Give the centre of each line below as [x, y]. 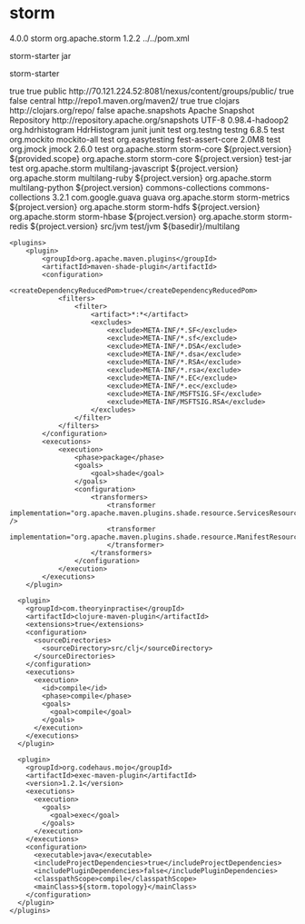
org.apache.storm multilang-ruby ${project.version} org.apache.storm [141, 178]
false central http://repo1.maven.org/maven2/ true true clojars [125, 100]
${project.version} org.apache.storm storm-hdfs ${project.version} [135, 206]
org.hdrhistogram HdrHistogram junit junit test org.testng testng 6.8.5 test [147, 129]
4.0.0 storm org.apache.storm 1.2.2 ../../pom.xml [99, 38]
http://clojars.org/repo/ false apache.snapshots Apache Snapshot [132, 110]
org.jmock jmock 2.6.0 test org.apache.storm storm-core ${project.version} [151, 149]
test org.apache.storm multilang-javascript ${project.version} [124, 168]
